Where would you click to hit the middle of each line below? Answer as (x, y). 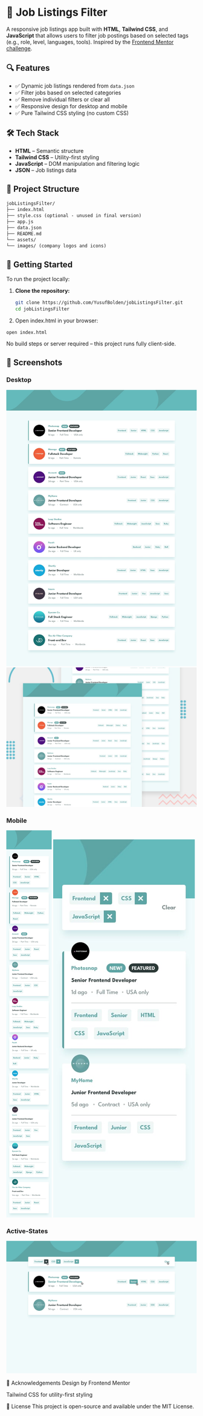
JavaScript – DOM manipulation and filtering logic (77, 163)
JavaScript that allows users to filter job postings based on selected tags (98, 35)
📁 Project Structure (43, 189)
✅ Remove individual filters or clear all (62, 99)
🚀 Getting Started (40, 265)
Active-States (27, 1231)
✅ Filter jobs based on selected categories (68, 93)
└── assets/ (21, 240)
